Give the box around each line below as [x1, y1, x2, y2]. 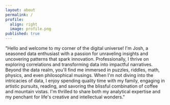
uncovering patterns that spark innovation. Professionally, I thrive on [5, 56, 149, 62]
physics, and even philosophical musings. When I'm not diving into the [5, 72, 154, 78]
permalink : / [5, 12, 33, 17]
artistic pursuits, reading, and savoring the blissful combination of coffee [5, 83, 158, 89]
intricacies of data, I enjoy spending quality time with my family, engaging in [5, 77, 165, 84]
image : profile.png [10, 27, 52, 32]
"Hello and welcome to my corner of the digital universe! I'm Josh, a [5, 45, 149, 51]
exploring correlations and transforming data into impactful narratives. [5, 62, 153, 67]
